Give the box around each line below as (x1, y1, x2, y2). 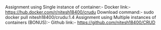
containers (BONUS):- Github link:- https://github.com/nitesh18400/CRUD (5, 19, 156, 25)
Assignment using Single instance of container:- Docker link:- (5, 4, 131, 10)
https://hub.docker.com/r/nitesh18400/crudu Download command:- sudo (5, 9, 154, 15)
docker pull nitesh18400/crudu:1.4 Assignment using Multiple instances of (5, 15, 157, 20)
